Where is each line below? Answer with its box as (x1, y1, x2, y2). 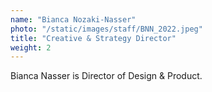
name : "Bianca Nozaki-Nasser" (10, 14, 137, 25)
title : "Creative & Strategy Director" (10, 33, 177, 43)
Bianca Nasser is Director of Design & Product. (10, 70, 203, 82)
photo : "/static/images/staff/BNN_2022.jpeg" (10, 24, 203, 34)
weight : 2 (10, 42, 52, 53)
